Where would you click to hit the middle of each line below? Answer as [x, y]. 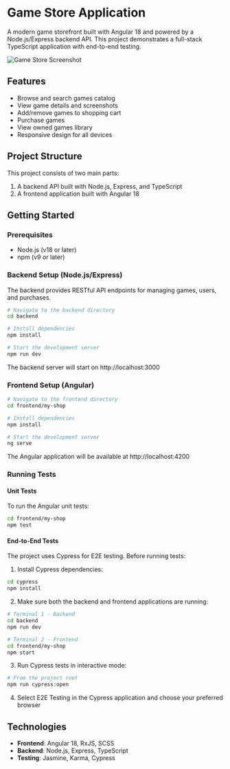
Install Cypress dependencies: [60, 569]
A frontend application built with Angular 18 [78, 194]
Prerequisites [30, 234]
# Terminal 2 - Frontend [43, 639]
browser [29, 705]
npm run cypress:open [38, 685]
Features [26, 82]
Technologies [37, 727]
